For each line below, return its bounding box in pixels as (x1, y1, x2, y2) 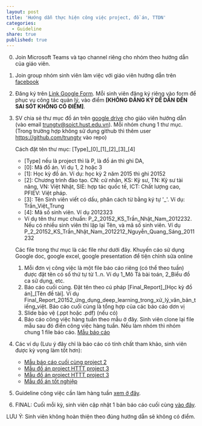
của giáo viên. (15, 60, 50, 67)
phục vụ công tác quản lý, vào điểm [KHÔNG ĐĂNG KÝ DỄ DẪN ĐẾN (15, 96, 187, 103)
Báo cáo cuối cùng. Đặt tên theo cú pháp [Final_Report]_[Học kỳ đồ (24, 284, 192, 290)
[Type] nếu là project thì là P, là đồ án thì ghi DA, (24, 157, 145, 164)
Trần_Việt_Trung (24, 202, 65, 209)
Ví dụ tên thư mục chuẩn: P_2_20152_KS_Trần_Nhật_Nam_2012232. (24, 215, 192, 222)
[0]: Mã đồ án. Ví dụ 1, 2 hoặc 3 (24, 164, 103, 171)
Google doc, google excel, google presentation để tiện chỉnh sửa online (15, 252, 194, 260)
